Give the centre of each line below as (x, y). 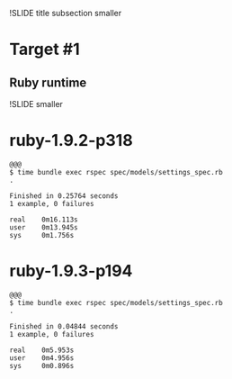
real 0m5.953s (42, 350)
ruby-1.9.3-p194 (71, 271)
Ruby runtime (48, 82)
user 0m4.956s (42, 358)
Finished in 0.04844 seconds (64, 326)
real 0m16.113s (44, 220)
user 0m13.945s (44, 227)
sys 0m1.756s (42, 235)
